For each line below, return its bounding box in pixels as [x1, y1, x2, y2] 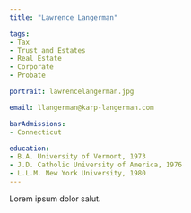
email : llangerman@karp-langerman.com [9, 103, 154, 112]
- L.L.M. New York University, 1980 [9, 169, 146, 178]
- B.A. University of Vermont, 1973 [9, 152, 146, 161]
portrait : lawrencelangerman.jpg [9, 87, 135, 96]
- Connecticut [9, 127, 63, 137]
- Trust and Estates [9, 46, 87, 55]
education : [9, 144, 50, 153]
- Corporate [9, 63, 54, 72]
